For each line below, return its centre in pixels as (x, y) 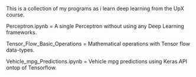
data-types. (20, 50)
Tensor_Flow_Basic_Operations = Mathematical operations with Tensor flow (98, 44)
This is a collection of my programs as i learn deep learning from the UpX (95, 9)
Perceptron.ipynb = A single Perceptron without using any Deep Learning (95, 26)
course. (15, 15)
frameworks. (22, 32)
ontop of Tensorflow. (32, 68)
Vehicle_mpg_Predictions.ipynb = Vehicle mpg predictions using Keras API (97, 61)
